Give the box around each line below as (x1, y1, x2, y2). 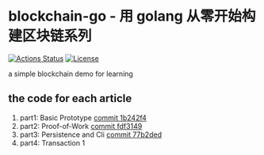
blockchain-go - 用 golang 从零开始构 (8, 7, 256, 25)
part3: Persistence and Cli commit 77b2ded (19, 130, 163, 139)
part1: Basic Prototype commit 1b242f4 (19, 112, 147, 123)
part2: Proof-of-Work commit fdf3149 (19, 121, 143, 130)
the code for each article (8, 92, 132, 105)
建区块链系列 (8, 27, 93, 45)
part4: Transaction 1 (19, 138, 86, 147)
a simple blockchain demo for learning (8, 69, 133, 78)
